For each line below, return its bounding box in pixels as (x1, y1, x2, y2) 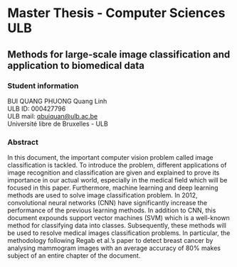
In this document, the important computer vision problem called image (7, 153, 214, 162)
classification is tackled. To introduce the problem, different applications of (7, 161, 227, 170)
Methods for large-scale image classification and (7, 48, 231, 60)
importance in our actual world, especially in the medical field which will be (7, 176, 228, 185)
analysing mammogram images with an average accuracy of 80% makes (7, 244, 221, 253)
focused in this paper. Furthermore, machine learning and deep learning (7, 183, 218, 192)
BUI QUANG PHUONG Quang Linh (7, 97, 107, 105)
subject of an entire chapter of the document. (7, 251, 141, 260)
